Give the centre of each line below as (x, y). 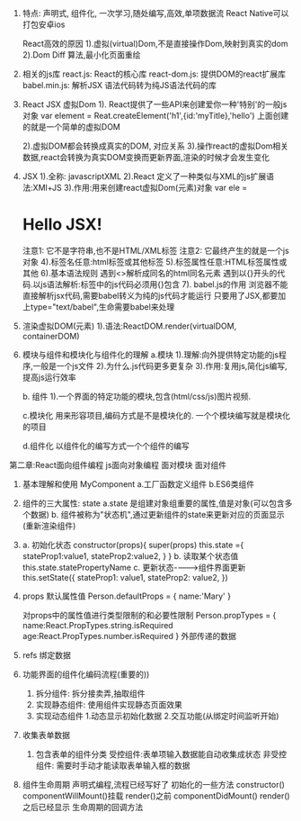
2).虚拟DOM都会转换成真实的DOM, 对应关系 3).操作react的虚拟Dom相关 (155, 146)
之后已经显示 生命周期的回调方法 (83, 807)
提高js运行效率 (49, 377)
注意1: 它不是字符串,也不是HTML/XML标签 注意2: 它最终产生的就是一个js (155, 250)
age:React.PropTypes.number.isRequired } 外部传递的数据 (129, 636)
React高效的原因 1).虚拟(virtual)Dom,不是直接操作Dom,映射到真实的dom (155, 44)
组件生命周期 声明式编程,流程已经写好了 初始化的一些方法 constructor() (154, 784)
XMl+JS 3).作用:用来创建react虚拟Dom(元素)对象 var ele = (140, 188)
